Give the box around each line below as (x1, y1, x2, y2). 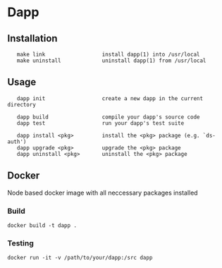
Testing (7, 238, 34, 248)
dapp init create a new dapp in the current (16, 95, 203, 102)
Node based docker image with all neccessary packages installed (7, 188, 199, 197)
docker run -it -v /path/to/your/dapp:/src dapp (7, 255, 153, 262)
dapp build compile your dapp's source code (16, 114, 200, 121)
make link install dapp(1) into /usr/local (16, 51, 200, 58)
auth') (7, 138, 27, 145)
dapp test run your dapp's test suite (16, 119, 185, 127)
